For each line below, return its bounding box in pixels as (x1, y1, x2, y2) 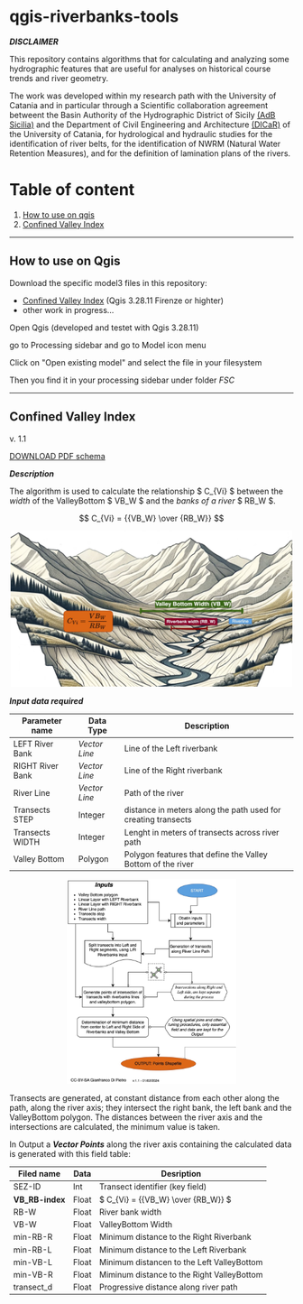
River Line (13, 787, 50, 798)
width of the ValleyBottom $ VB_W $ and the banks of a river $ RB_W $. (9, 495, 277, 506)
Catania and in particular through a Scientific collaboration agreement (9, 99, 269, 110)
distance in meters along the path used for (124, 805, 281, 816)
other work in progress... (22, 304, 115, 315)
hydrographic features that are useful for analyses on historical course (9, 63, 271, 74)
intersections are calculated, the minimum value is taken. (9, 1121, 221, 1132)
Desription (161, 1169, 201, 1179)
